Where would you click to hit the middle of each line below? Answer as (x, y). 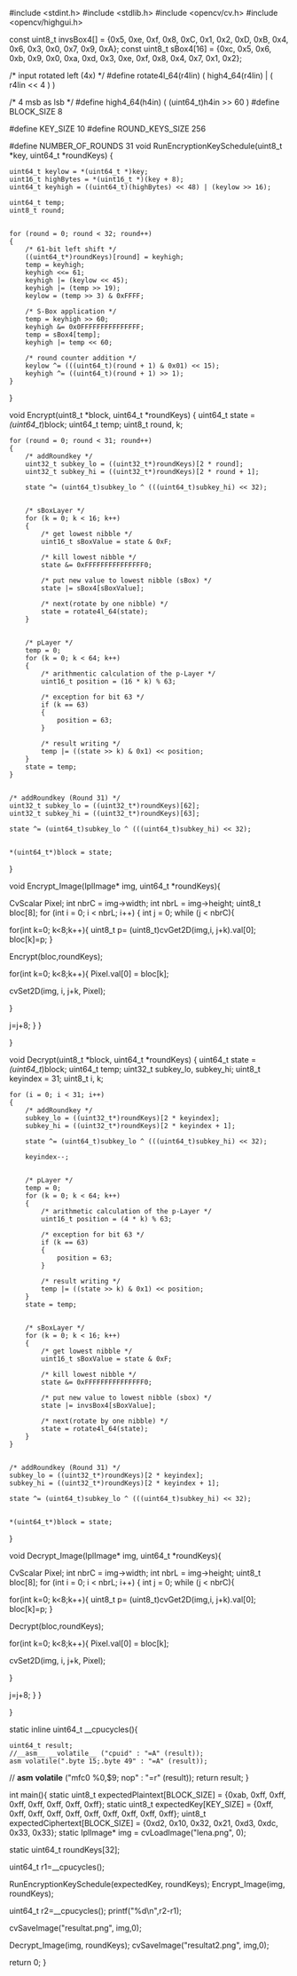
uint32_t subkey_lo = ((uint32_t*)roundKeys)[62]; (105, 806)
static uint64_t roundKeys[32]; (65, 1850)
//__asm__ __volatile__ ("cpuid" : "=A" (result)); (106, 1753)
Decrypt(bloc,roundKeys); (57, 1626)
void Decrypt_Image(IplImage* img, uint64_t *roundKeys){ (115, 1556)
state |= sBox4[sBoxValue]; (93, 589)
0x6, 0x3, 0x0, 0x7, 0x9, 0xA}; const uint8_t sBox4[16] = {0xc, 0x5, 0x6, (141, 49)
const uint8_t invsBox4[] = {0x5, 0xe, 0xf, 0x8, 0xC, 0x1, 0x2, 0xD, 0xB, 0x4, (149, 40)
